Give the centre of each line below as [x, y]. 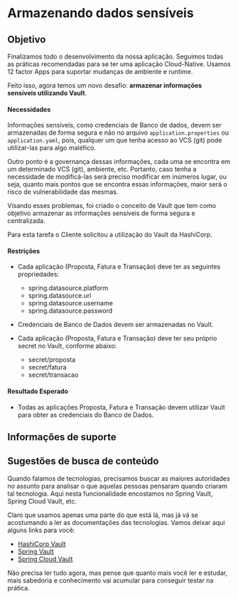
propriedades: [38, 274]
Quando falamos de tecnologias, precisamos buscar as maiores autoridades [119, 478]
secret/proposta [52, 360]
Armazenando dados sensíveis [101, 13]
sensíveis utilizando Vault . [47, 93]
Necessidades [29, 109]
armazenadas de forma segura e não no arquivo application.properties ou [118, 132]
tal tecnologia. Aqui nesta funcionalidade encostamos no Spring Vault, [110, 494]
